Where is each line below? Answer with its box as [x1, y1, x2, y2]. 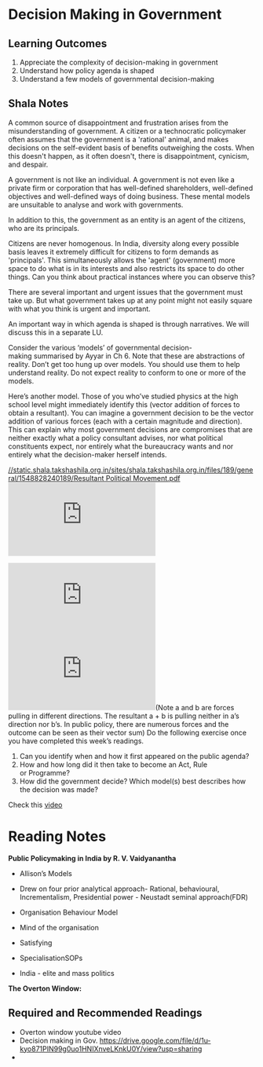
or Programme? [19, 768, 71, 777]
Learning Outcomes [8, 37, 108, 50]
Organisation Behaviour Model [19, 907, 119, 917]
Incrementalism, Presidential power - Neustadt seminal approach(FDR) [19, 892, 249, 901]
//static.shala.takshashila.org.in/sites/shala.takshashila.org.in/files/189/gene [8, 465, 254, 475]
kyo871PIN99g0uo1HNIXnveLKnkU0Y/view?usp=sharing [19, 1043, 203, 1054]
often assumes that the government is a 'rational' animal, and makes [8, 134, 229, 144]
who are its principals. [8, 223, 80, 233]
